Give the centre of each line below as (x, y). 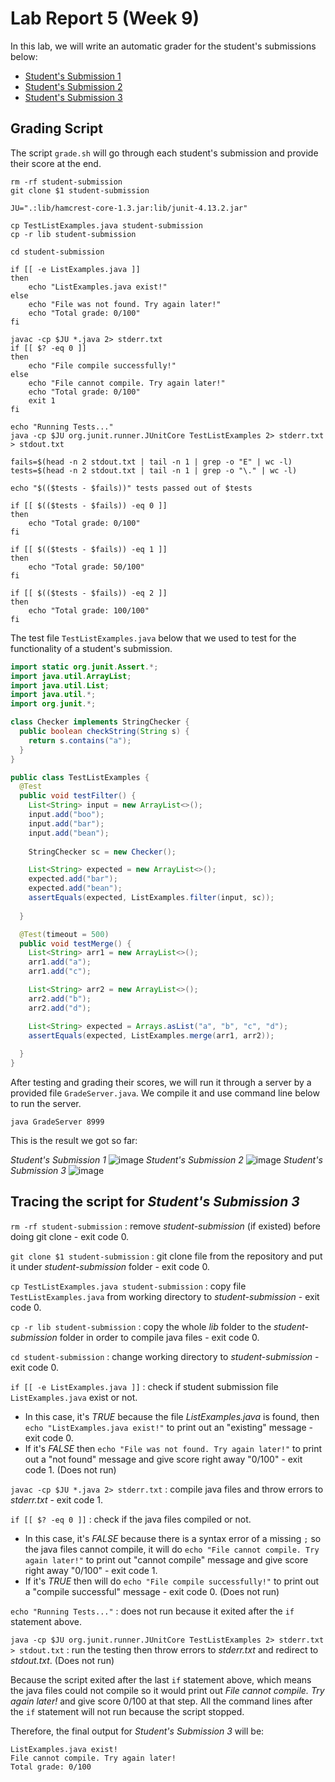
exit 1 (42, 400)
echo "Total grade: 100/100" (89, 610)
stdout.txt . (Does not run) (62, 1660)
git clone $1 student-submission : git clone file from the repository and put (166, 1256)
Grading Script (56, 128)
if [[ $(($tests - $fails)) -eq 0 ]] (89, 505)
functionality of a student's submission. (91, 648)
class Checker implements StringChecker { (100, 722)
